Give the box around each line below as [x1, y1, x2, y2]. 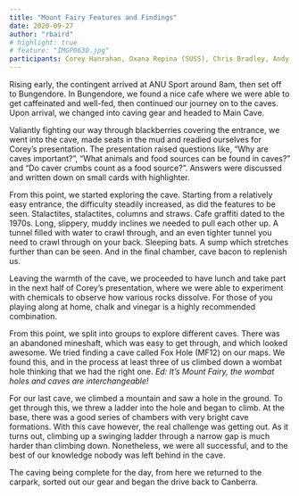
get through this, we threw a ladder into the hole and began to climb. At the [9, 402, 286, 413]
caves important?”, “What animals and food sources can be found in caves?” [9, 153, 291, 163]
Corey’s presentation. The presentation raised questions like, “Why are [9, 144, 270, 154]
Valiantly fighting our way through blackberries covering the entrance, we [9, 125, 280, 135]
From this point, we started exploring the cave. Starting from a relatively [9, 189, 273, 200]
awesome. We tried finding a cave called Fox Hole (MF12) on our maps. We [9, 347, 286, 358]
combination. [9, 311, 58, 321]
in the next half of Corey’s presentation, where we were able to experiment [9, 283, 284, 293]
